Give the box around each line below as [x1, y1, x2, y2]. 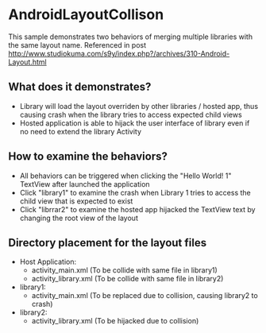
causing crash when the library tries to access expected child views [19, 110, 242, 119]
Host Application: [19, 257, 77, 267]
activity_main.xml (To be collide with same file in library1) [31, 265, 218, 275]
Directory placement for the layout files [8, 236, 207, 250]
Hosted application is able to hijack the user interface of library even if [19, 118, 250, 128]
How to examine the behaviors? [8, 149, 168, 164]
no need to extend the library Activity [19, 126, 141, 136]
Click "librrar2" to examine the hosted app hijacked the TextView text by [19, 204, 256, 214]
